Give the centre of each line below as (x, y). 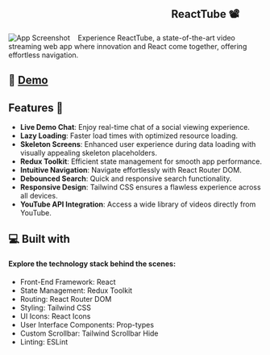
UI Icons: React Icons (55, 316)
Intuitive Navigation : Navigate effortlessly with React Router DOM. (131, 170)
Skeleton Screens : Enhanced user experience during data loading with (138, 144)
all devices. (39, 196)
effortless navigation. (44, 55)
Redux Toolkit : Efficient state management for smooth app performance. (141, 161)
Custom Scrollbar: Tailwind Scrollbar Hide (89, 333)
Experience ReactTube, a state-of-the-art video (157, 38)
